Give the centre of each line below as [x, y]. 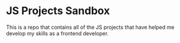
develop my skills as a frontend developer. [58, 33]
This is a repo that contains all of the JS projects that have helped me [90, 27]
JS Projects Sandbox [58, 11]
